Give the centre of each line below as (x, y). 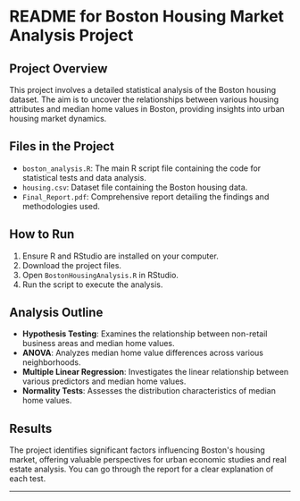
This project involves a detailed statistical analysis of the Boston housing (143, 90)
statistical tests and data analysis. (84, 177)
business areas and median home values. (99, 344)
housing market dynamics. (58, 119)
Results (31, 428)
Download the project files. (72, 265)
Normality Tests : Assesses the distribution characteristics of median (149, 391)
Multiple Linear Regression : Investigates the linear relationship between (155, 372)
